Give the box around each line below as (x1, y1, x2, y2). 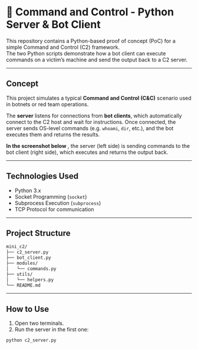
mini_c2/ (6, 244, 28, 250)
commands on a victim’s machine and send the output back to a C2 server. (6, 56, 187, 63)
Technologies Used (6, 171, 78, 182)
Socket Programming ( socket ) (14, 193, 87, 200)
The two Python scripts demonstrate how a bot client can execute (6, 50, 166, 57)
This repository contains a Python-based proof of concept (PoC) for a (6, 37, 176, 44)
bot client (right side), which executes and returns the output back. (6, 149, 169, 156)
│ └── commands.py (6, 265, 57, 272)
